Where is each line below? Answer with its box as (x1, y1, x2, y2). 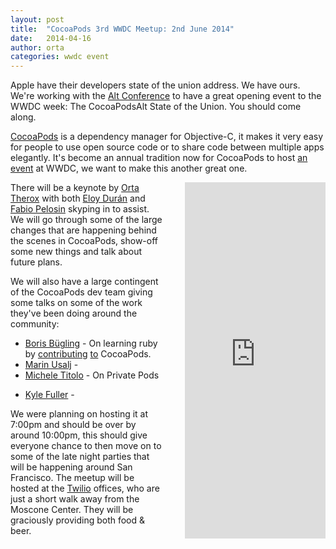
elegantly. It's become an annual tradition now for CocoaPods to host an (10, 152, 308, 164)
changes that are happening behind (10, 224, 157, 236)
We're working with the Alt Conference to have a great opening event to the (10, 90, 322, 102)
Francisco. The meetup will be (10, 472, 135, 484)
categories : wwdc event (10, 52, 110, 62)
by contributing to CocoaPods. (24, 348, 152, 360)
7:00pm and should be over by (10, 419, 137, 431)
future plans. (10, 256, 63, 268)
